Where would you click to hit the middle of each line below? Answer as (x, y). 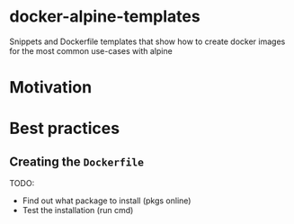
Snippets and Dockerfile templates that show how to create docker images (147, 41)
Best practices (64, 129)
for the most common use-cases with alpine (91, 50)
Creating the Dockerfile (76, 161)
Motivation (51, 88)
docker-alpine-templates (105, 17)
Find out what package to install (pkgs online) (107, 201)
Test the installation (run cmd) (78, 211)
